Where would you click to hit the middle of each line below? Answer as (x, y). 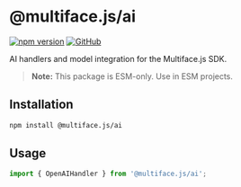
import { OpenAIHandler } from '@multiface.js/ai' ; (108, 174)
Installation (41, 105)
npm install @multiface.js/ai (66, 125)
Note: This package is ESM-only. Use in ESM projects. (132, 76)
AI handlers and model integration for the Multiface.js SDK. (118, 58)
